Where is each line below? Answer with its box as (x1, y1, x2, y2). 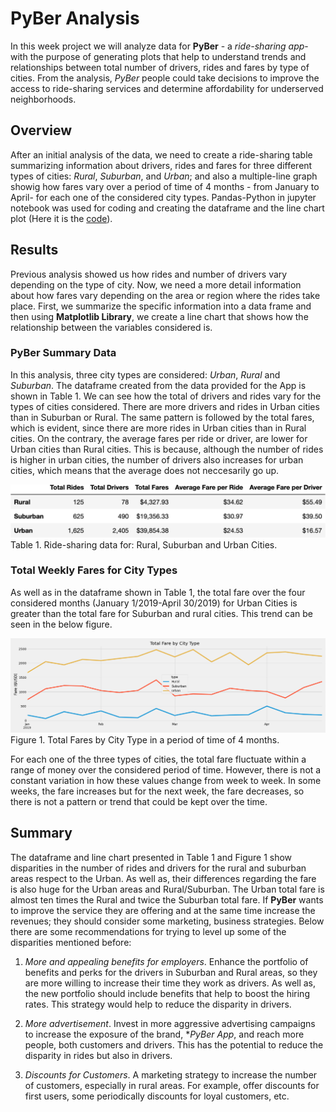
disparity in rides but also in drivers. (24, 1049, 173, 1061)
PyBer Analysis (10, 7, 140, 30)
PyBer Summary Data (10, 346, 117, 360)
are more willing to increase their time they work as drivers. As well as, (24, 977, 317, 989)
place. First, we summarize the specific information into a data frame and (10, 300, 312, 312)
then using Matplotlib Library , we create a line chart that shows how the (10, 310, 309, 322)
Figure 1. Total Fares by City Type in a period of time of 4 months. (10, 733, 280, 746)
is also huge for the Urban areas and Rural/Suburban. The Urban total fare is (10, 883, 325, 895)
